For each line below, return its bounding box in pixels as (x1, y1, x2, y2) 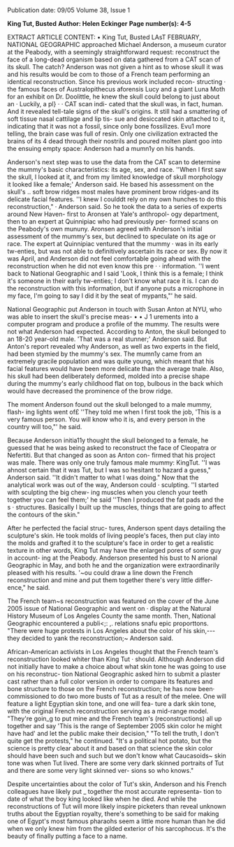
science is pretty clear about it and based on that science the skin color (7, 744, 213, 752)
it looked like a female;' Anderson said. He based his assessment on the (7, 180, 214, 188)
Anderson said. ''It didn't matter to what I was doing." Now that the (7, 473, 199, 482)
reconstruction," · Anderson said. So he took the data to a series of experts (7, 203, 223, 210)
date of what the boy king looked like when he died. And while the (7, 795, 197, 803)
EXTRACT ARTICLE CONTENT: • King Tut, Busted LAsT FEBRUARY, (7, 33, 201, 41)
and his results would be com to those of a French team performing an (7, 70, 210, 78)
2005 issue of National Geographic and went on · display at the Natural (7, 605, 212, 612)
